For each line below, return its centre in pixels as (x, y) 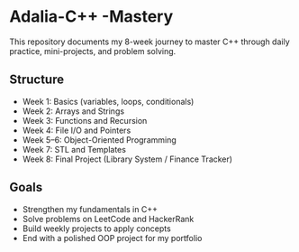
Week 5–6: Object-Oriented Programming (100, 140)
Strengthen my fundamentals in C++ (90, 209)
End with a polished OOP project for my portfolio (112, 238)
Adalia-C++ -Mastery (91, 17)
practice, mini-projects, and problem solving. (93, 51)
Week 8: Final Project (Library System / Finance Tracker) (127, 159)
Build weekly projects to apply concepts (96, 229)
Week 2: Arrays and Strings (73, 111)
